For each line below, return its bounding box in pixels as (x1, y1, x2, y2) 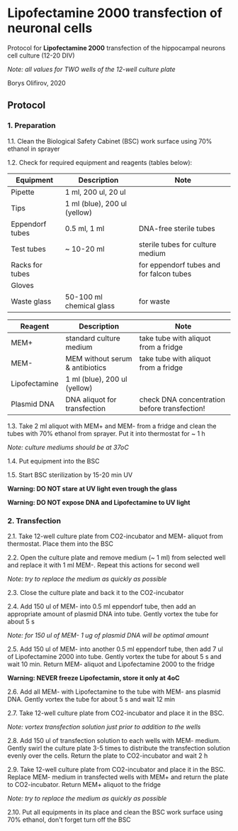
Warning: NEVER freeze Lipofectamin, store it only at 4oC (7, 673, 180, 682)
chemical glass (64, 301, 115, 311)
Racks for (11, 259, 42, 269)
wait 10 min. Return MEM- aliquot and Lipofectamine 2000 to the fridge (7, 660, 215, 668)
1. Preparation (7, 121, 57, 131)
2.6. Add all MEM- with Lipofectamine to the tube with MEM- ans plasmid (7, 687, 221, 696)
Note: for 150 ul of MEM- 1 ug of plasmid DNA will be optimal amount (7, 631, 209, 639)
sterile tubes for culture (138, 240, 217, 250)
